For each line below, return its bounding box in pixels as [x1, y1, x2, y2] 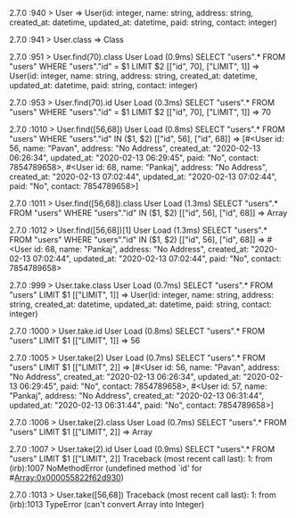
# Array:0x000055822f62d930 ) [9, 473, 125, 482]
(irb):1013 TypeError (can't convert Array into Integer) [9, 499, 205, 509]
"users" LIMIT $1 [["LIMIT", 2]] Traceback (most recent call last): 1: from [9, 454, 274, 464]
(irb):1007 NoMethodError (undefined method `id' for [9, 463, 202, 473]
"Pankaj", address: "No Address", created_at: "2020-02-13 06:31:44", [9, 391, 265, 400]
